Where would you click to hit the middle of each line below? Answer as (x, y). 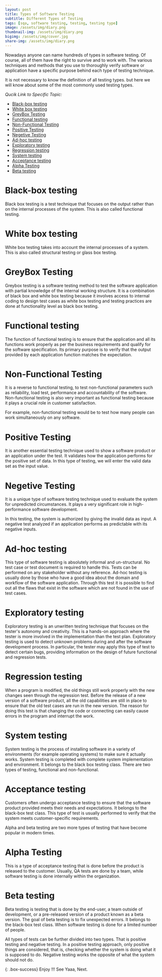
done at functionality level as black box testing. (52, 306)
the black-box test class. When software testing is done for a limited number (81, 925)
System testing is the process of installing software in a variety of (70, 749)
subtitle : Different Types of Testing (44, 18)
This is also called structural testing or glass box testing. (61, 252)
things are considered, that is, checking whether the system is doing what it (81, 949)
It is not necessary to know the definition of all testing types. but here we (78, 80)
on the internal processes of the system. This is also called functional (74, 209)
